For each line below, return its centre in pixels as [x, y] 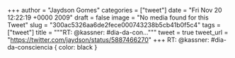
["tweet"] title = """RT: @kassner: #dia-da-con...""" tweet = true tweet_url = [118, 32]
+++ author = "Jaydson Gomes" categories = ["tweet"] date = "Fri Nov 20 [115, 10]
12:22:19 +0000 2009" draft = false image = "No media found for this [108, 17]
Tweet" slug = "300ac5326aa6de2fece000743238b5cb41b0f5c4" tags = [114, 25]
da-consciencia [30, 47]
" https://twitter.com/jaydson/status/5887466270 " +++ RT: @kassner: [108, 40]
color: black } [78, 47]
